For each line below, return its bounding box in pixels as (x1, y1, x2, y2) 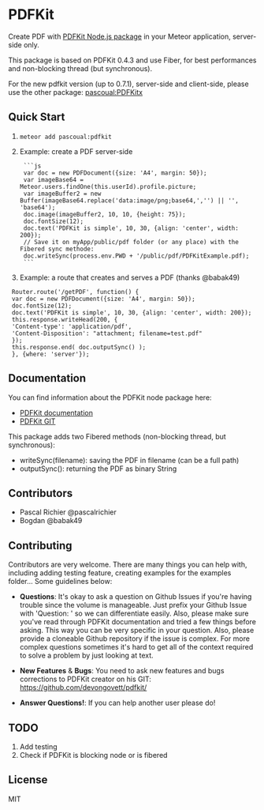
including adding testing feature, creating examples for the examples (8, 568, 232, 578)
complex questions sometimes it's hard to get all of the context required (19, 642, 254, 652)
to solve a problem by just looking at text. (19, 650, 154, 661)
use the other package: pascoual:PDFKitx (8, 87, 143, 96)
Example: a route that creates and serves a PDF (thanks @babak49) (19, 273, 240, 282)
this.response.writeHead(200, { (11, 315, 118, 323)
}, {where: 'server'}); (11, 350, 90, 358)
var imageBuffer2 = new (23, 190, 102, 198)
